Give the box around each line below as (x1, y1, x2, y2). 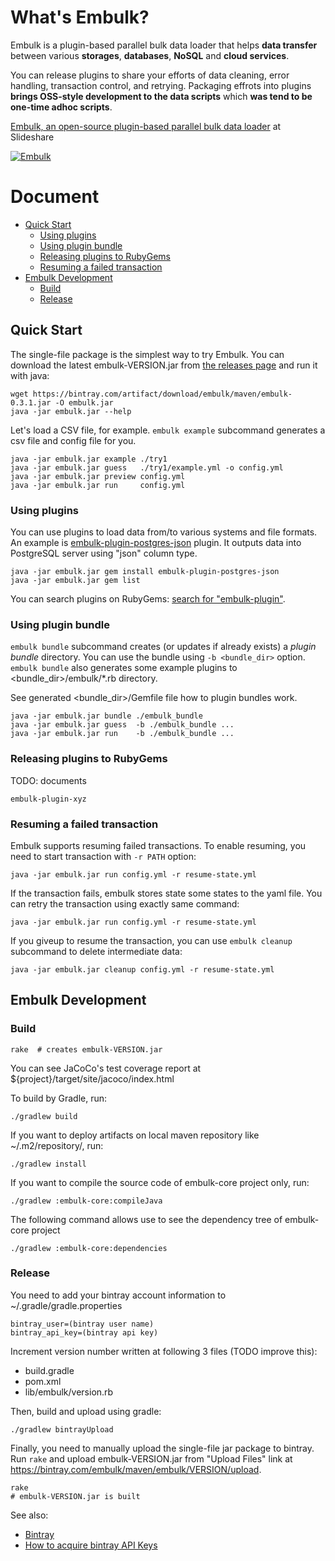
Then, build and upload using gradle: (10, 1405, 162, 1417)
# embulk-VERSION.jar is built (10, 1491, 141, 1501)
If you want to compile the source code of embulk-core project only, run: (10, 1176, 310, 1188)
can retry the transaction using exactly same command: (10, 897, 240, 910)
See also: (10, 1509, 49, 1521)
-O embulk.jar (54, 397, 114, 408)
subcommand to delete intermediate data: (10, 945, 183, 957)
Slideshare (10, 131, 55, 143)
